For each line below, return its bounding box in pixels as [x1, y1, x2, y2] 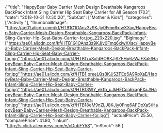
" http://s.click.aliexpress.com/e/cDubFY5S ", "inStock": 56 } [5, 123, 124, 128]
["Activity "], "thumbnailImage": [5, 19, 68, 25]
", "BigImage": [119, 35, 148, 41]
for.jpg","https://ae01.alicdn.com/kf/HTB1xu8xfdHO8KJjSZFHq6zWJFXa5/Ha [5, 56, 158, 61]
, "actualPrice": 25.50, [109, 113, 153, 118]
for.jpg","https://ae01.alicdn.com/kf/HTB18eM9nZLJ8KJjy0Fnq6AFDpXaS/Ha [5, 102, 158, 108]
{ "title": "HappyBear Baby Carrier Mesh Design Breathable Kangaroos [5, 4, 146, 10]
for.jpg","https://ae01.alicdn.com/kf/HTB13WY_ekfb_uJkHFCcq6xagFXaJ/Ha [5, 87, 157, 92]
